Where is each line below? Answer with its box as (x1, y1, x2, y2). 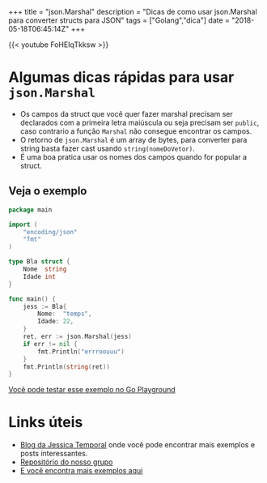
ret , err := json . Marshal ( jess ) (23, 332, 132, 340)
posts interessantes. (19, 449, 88, 459)
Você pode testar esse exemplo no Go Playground (8, 385, 176, 395)
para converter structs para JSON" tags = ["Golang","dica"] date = (8, 15, 231, 25)
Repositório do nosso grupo (19, 457, 113, 467)
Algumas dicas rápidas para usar (8, 68, 235, 87)
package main (8, 206, 53, 214)
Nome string (23, 265, 67, 273)
